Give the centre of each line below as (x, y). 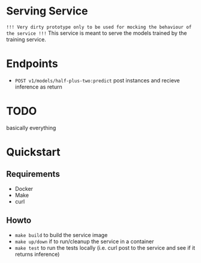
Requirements (33, 174)
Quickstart (34, 152)
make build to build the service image (61, 235)
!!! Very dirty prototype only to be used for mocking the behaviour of (99, 27)
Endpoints (32, 64)
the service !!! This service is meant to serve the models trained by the (97, 33)
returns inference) (37, 254)
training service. (26, 39)
